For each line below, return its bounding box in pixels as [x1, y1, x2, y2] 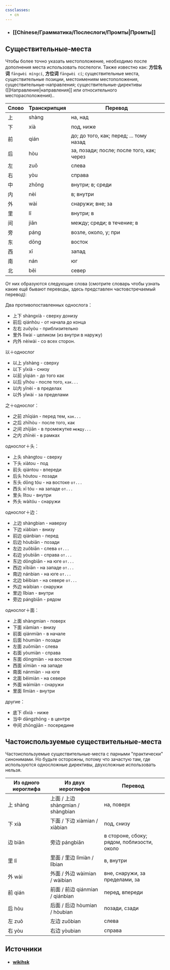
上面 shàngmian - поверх [12, 618, 66, 624]
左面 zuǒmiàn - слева [12, 643, 58, 650]
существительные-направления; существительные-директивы [5, 82, 142, 88]
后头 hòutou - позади [12, 473, 58, 479]
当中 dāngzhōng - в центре [12, 716, 70, 722]
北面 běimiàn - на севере [12, 675, 66, 682]
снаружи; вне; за [70, 200, 113, 208]
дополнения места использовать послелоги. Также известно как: [5, 64, 148, 70]
